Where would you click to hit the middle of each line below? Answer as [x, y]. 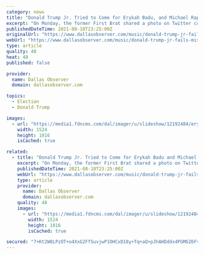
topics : [16, 96]
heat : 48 [17, 57]
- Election [25, 102]
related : [17, 152]
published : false [28, 63]
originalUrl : [23, 35]
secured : [17, 242]
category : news [25, 12]
